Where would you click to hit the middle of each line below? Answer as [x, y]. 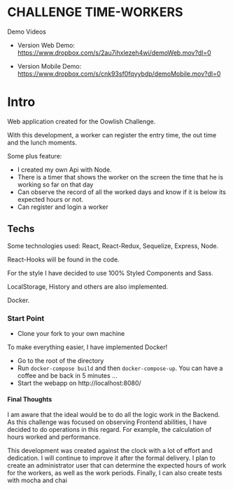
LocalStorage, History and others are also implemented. [88, 286]
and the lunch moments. [42, 142]
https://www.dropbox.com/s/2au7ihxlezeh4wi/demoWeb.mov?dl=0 [114, 53]
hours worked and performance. [54, 437]
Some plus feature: [35, 156]
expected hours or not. [50, 199]
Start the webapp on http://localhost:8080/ [79, 383]
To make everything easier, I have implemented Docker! [87, 347]
